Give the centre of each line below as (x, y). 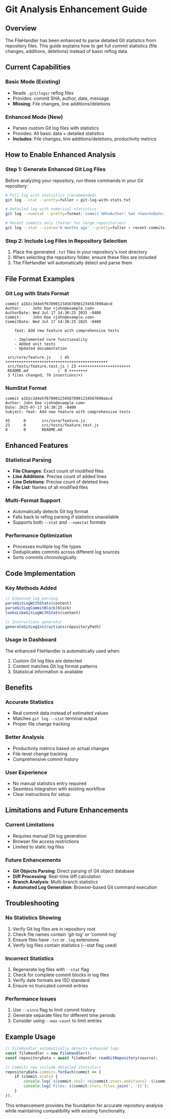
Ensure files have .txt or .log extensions (56, 940)
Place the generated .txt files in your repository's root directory (80, 252)
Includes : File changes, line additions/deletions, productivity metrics (84, 139)
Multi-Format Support (33, 500)
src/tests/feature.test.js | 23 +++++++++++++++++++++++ (69, 366)
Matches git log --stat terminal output (55, 718)
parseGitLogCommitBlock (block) (38, 608)
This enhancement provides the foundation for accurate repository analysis (84, 1105)
